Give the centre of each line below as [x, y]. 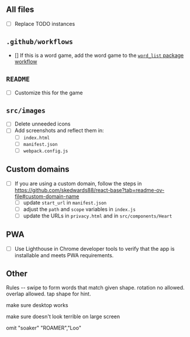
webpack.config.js [46, 151]
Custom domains [38, 169]
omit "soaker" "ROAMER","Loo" [44, 328]
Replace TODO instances [45, 23]
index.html [37, 138]
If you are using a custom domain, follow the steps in [78, 183]
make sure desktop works [37, 305]
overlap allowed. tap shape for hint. [49, 294]
